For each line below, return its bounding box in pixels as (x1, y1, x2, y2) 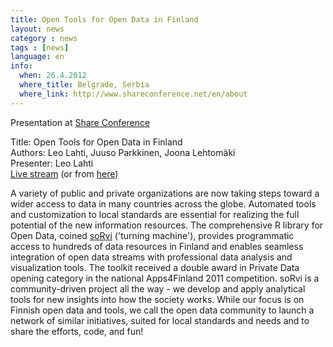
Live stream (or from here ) (10, 167, 119, 180)
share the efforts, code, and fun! (10, 325, 144, 337)
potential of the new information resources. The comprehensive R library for (10, 219, 324, 231)
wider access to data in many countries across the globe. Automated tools (10, 197, 317, 210)
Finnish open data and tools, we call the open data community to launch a (10, 304, 315, 316)
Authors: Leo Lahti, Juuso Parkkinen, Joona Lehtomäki (10, 146, 236, 158)
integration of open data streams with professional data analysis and (10, 251, 293, 263)
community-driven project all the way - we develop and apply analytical (10, 282, 306, 295)
